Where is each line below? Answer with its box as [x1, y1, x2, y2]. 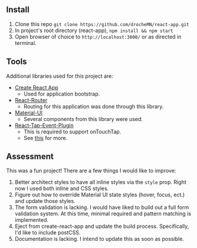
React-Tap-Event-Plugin [14, 122, 74, 129]
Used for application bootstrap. [23, 90, 100, 97]
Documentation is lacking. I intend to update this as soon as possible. [14, 236, 185, 243]
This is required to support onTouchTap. [23, 128, 122, 135]
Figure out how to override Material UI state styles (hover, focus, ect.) [14, 191, 185, 198]
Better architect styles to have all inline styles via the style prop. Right [14, 179, 187, 186]
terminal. [14, 39, 37, 46]
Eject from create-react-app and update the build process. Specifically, [14, 222, 189, 230]
